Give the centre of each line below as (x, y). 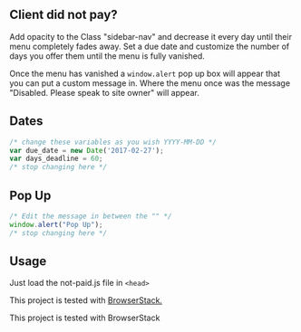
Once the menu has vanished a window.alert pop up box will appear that (145, 73)
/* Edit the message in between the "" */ (91, 216)
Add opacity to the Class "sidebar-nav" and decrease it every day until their (151, 36)
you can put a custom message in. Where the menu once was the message (150, 83)
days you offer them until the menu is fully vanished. (107, 56)
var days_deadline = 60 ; (56, 159)
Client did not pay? (63, 15)
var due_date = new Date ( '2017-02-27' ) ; (87, 150)
